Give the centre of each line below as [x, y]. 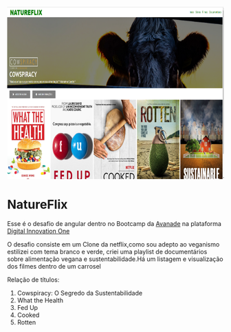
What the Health [40, 300]
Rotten [26, 322]
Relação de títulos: [33, 280]
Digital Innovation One [38, 231]
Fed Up [27, 307]
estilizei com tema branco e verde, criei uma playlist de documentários [107, 251]
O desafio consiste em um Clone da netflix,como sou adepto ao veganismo [113, 244]
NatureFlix [37, 205]
